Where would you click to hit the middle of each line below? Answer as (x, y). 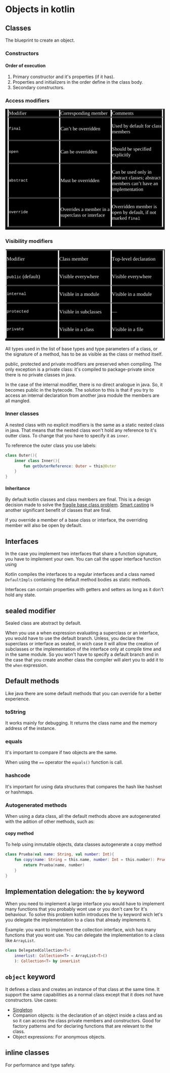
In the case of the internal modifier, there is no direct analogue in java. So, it (84, 385)
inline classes (27, 1053)
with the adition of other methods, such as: (50, 822)
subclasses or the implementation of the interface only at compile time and (83, 649)
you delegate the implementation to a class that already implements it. (78, 920)
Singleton (23, 1010)
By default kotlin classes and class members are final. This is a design (78, 499)
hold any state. (21, 595)
